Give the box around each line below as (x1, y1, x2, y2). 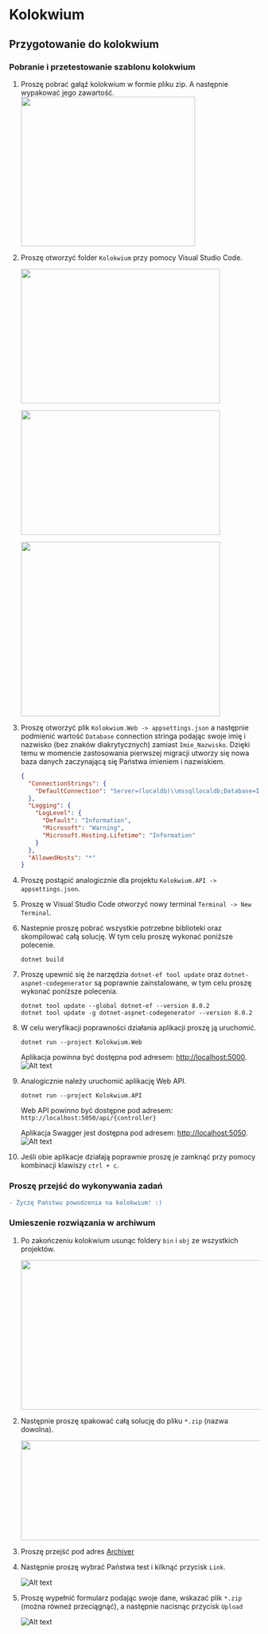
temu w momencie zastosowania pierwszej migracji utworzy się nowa (20, 748, 250, 758)
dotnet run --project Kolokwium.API (20, 1092, 142, 1100)
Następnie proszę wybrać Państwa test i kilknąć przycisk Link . (20, 1561, 226, 1572)
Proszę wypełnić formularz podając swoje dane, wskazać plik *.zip (20, 1593, 243, 1602)
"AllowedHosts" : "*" (28, 853, 96, 862)
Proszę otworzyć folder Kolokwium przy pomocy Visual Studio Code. (20, 253, 243, 262)
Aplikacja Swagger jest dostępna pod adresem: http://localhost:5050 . (20, 1128, 249, 1138)
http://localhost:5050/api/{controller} (20, 1114, 157, 1122)
